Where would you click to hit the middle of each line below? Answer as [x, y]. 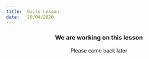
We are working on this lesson [99, 38]
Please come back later [99, 50]
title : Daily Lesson [33, 12]
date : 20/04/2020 [30, 17]
